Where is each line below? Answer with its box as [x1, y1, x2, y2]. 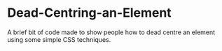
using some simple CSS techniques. [7, 35, 111, 43]
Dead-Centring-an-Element [7, 5, 172, 21]
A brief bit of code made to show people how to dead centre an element [7, 28, 216, 36]
